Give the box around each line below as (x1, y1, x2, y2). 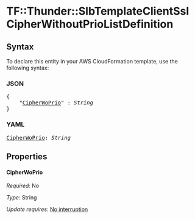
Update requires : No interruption (6, 206, 88, 213)
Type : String (6, 194, 37, 201)
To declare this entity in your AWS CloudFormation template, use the (6, 58, 178, 65)
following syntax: (6, 64, 49, 71)
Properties (6, 151, 48, 162)
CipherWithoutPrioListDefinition (6, 17, 174, 31)
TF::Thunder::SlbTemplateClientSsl (6, 4, 190, 18)
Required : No (6, 182, 40, 190)
